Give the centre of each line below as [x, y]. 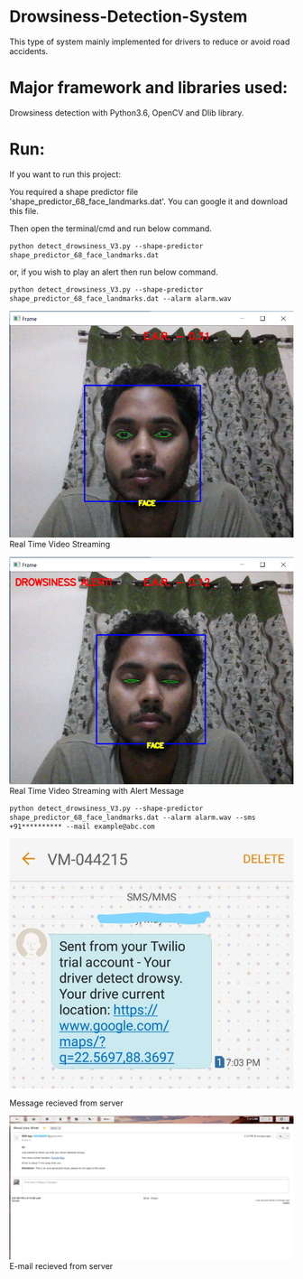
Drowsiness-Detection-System [129, 17]
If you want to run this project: [65, 174]
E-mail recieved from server [61, 1265]
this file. [24, 210]
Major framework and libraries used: [149, 88]
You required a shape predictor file [74, 191]
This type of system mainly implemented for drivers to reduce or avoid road [150, 42]
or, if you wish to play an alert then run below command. [114, 272]
